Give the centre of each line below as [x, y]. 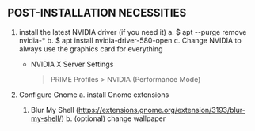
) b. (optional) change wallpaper [114, 118]
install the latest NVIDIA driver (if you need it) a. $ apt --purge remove [133, 32]
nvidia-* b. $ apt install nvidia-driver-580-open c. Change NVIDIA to [130, 40]
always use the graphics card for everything [91, 49]
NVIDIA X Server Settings [72, 64]
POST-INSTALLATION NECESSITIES [97, 13]
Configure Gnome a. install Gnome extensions [94, 95]
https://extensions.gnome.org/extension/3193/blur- [162, 110]
